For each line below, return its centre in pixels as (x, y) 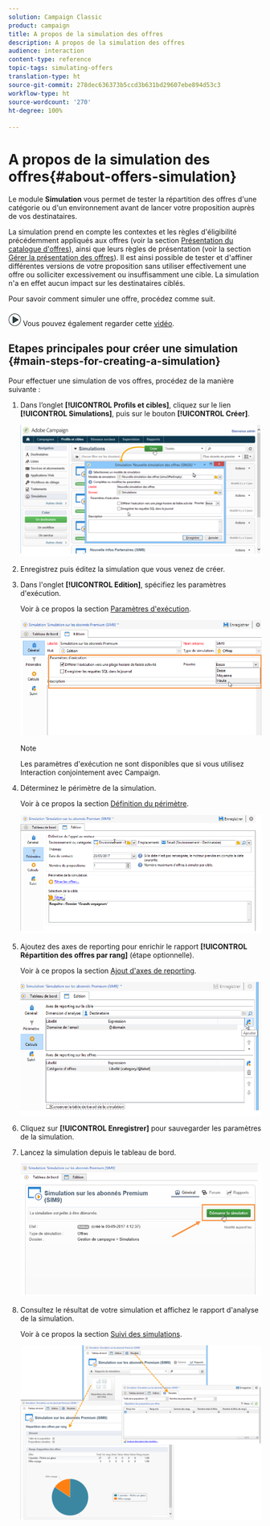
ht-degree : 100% (35, 110)
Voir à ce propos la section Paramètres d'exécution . (105, 609)
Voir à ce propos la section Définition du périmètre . (104, 803)
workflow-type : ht (39, 93)
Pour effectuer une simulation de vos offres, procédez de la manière (121, 380)
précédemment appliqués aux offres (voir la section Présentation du (121, 241)
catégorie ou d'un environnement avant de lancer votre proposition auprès (132, 208)
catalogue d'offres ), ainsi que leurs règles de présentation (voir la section (130, 249)
